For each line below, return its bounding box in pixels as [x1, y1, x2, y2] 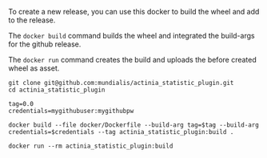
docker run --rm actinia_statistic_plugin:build [8, 142, 173, 150]
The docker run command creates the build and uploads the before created [8, 55, 257, 64]
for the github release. [8, 39, 82, 49]
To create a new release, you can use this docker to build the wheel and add [8, 7, 260, 16]
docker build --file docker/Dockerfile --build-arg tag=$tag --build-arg [8, 121, 260, 129]
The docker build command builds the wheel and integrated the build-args [8, 31, 255, 40]
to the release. [8, 15, 56, 25]
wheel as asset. [8, 63, 60, 73]
